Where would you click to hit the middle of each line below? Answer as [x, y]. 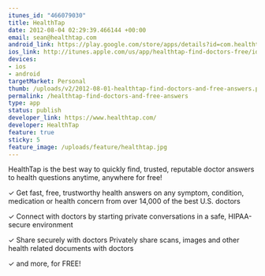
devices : [22, 60]
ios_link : [24, 52]
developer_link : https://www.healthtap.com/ [82, 118]
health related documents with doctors [71, 248]
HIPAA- [240, 216]
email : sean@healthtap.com [52, 37]
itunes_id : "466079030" [47, 15]
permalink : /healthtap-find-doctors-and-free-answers [99, 96]
